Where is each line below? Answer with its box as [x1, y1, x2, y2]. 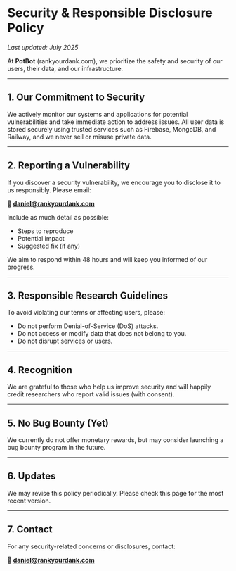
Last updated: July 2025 [7, 43, 79, 51]
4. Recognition [7, 364, 72, 376]
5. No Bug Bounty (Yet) [7, 417, 109, 429]
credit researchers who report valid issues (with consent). [7, 390, 175, 399]
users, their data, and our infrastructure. [7, 64, 124, 73]
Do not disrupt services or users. [17, 337, 113, 346]
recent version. [7, 496, 51, 505]
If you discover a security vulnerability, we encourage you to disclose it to [7, 178, 221, 187]
